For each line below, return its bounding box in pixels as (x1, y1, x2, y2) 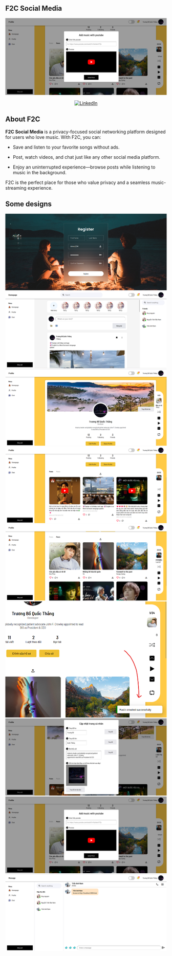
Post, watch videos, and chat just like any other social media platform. (12, 154, 160, 160)
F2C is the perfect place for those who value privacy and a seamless (5, 179, 150, 186)
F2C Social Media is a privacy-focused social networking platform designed (5, 128, 166, 135)
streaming (5, 185, 27, 191)
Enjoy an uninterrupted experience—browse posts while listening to (12, 164, 156, 170)
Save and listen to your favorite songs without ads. (12, 144, 120, 150)
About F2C (5, 115, 40, 124)
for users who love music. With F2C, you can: (5, 134, 101, 140)
